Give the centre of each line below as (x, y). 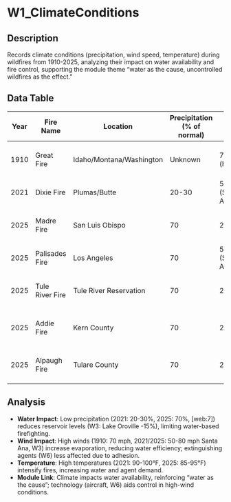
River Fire (51, 294)
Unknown (185, 159)
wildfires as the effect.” (40, 77)
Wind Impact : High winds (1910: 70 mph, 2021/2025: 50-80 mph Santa (117, 441)
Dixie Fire (51, 192)
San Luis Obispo (99, 225)
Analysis (26, 402)
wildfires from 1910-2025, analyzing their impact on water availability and (111, 62)
